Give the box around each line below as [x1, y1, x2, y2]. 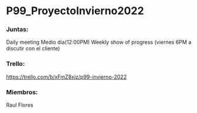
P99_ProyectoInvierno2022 [6, 4, 145, 18]
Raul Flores [6, 102, 34, 109]
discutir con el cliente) [6, 45, 60, 52]
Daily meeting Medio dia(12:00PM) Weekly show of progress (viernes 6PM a [6, 38, 192, 46]
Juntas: [6, 25, 29, 34]
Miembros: [6, 88, 38, 96]
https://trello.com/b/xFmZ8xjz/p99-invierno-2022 [6, 73, 127, 80]
